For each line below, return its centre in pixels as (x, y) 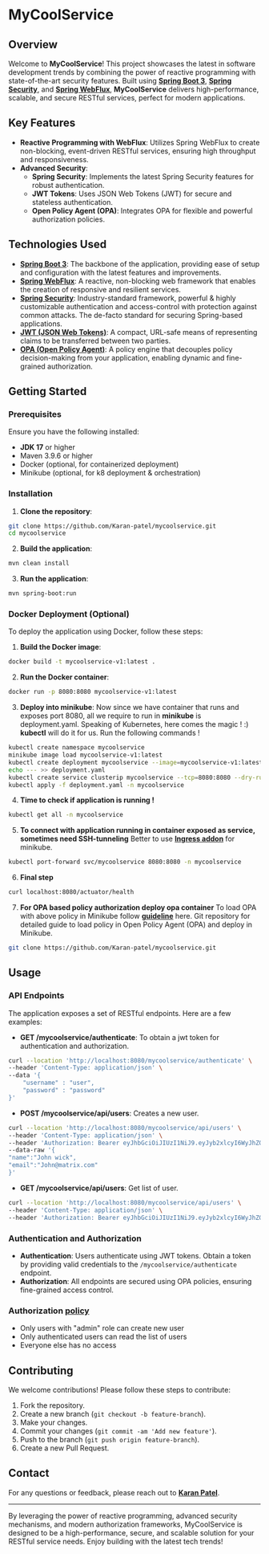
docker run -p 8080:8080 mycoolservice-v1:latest (93, 692)
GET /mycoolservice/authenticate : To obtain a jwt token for (120, 1037)
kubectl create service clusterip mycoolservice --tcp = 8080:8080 (119, 777)
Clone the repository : (56, 511)
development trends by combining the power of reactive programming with (132, 72)
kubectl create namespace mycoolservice (77, 748)
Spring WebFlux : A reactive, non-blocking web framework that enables (138, 281)
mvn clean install (39, 564)
